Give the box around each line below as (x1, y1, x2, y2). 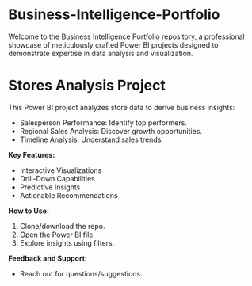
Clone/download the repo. (19, 221, 105, 231)
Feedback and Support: (8, 254, 87, 263)
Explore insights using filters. (19, 238, 115, 247)
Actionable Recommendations (19, 190, 118, 200)
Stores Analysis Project (8, 77, 166, 94)
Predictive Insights (19, 182, 81, 192)
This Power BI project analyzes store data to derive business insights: (8, 102, 235, 112)
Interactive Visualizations (19, 165, 102, 175)
